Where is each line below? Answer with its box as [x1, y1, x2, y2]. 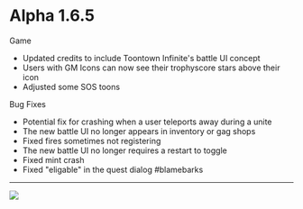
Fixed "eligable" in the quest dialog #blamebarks [22, 164, 204, 175]
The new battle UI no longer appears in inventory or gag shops [22, 125, 256, 136]
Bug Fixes [9, 98, 47, 109]
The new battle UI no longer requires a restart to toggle [22, 145, 227, 156]
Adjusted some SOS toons [22, 81, 120, 92]
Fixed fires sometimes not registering [22, 135, 161, 146]
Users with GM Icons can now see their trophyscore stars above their [22, 62, 280, 73]
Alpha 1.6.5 [9, 5, 96, 26]
